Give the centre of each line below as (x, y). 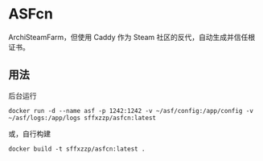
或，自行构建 (29, 134)
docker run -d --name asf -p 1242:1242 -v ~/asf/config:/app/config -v (131, 111)
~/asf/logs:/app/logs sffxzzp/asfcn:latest (82, 118)
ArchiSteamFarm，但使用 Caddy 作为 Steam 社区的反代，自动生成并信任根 (132, 37)
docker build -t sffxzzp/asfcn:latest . (77, 149)
